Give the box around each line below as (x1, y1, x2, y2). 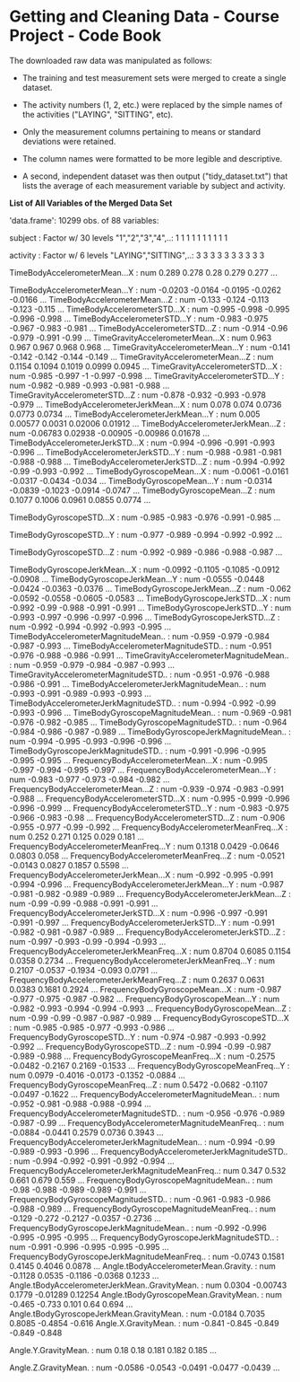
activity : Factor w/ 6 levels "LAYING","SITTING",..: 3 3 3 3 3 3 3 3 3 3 (9, 250, 265, 260)
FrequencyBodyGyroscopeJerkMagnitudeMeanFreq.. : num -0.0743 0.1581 (9, 1251, 285, 1262)
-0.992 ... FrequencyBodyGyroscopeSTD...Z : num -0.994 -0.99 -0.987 (9, 1041, 271, 1052)
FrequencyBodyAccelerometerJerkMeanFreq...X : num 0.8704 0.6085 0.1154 (9, 946, 291, 956)
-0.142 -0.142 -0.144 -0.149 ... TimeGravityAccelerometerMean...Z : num (9, 351, 274, 362)
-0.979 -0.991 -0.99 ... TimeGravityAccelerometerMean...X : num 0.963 (9, 332, 272, 343)
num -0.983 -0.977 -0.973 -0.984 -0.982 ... (9, 774, 170, 785)
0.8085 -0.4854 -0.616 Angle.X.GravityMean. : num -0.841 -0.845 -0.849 (9, 1317, 279, 1328)
